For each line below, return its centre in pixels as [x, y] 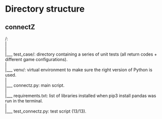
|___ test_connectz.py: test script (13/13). [46, 111]
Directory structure [45, 9]
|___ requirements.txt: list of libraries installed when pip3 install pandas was [81, 96]
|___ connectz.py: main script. [35, 85]
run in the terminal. [24, 101]
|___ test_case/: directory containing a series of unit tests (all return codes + [81, 54]
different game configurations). [36, 59]
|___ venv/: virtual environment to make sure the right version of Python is [79, 70]
